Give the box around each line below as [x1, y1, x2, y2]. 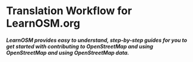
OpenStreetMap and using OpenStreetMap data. [6, 49, 129, 56]
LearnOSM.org [6, 17, 81, 30]
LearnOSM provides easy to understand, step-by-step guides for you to [6, 37, 188, 44]
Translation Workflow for [6, 4, 132, 18]
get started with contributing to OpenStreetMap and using [6, 43, 153, 50]
